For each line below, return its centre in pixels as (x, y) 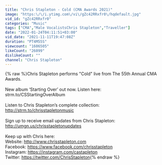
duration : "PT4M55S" (26, 42)
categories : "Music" (26, 23)
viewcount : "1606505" (27, 46)
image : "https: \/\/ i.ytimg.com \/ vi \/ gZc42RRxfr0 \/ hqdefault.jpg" (73, 14)
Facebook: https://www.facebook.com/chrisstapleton (59, 147)
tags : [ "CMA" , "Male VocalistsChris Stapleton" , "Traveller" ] (68, 28)
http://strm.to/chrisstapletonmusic (40, 110)
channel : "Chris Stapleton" (34, 60)
